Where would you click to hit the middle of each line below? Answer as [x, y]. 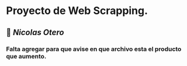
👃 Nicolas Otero [35, 32]
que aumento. [26, 56]
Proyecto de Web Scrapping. [77, 11]
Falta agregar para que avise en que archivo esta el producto [94, 49]
